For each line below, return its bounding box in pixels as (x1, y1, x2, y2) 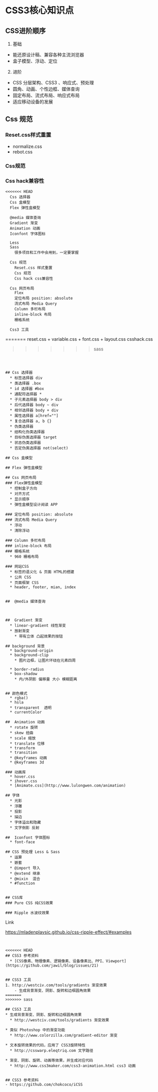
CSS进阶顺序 (5, 26, 46, 35)
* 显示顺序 (10, 496, 30, 502)
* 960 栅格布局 (10, 554, 39, 559)
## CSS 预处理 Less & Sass (5, 849, 60, 854)
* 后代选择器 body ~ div (10, 402, 58, 407)
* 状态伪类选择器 (10, 440, 41, 445)
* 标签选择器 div (10, 375, 43, 380)
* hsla (10, 699, 24, 705)
